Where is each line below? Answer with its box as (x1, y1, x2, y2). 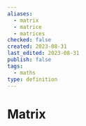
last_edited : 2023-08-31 (7, 50, 80, 57)
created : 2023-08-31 (7, 43, 68, 50)
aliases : (7, 10, 33, 18)
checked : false (7, 37, 52, 44)
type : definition (7, 75, 58, 83)
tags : (7, 63, 23, 70)
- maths (13, 69, 36, 76)
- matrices (13, 30, 45, 37)
